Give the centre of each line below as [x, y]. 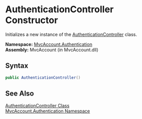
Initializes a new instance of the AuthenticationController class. [71, 34]
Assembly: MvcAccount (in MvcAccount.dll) [52, 50]
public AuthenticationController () [43, 78]
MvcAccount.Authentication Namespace [48, 111]
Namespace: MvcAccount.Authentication [49, 44]
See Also [20, 94]
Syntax [17, 66]
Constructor [32, 20]
